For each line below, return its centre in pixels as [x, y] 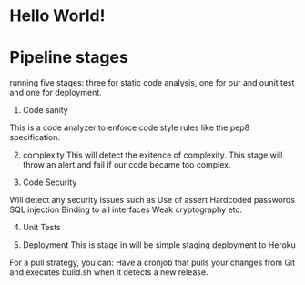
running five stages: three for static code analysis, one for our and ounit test [152, 83]
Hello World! [57, 16]
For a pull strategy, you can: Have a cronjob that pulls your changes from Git [152, 263]
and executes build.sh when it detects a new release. [109, 272]
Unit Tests [41, 228]
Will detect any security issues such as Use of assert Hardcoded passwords [152, 200]
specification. [35, 137]
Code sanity [45, 110]
